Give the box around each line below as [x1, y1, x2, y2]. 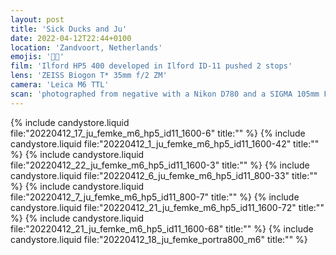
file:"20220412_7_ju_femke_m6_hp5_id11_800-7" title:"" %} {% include [10, 191, 300, 203]
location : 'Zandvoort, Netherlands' [10, 42, 163, 53]
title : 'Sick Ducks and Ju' [10, 24, 128, 34]
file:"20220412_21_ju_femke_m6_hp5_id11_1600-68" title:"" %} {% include [10, 222, 314, 235]
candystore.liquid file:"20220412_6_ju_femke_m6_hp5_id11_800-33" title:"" [10, 169, 318, 181]
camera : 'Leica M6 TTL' [10, 80, 110, 90]
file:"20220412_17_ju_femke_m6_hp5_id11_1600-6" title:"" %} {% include [10, 127, 306, 139]
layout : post [10, 14, 65, 25]
